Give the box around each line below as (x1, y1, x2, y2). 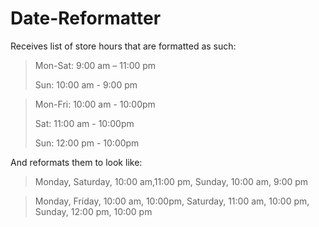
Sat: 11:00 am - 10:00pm (34, 117, 135, 129)
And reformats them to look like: (10, 156, 143, 168)
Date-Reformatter (10, 7, 162, 30)
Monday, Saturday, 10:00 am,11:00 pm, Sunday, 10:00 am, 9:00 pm (34, 175, 309, 187)
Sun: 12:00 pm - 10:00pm (34, 137, 140, 149)
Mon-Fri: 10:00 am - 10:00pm (34, 98, 156, 110)
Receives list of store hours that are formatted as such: (10, 40, 237, 52)
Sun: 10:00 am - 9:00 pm (34, 78, 138, 91)
